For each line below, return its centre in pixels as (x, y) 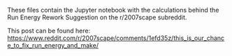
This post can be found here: (49, 31)
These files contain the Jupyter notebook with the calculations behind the (113, 10)
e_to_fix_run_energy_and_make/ (53, 45)
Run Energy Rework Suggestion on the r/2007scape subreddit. (97, 17)
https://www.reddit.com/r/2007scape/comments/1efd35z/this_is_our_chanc (116, 38)
